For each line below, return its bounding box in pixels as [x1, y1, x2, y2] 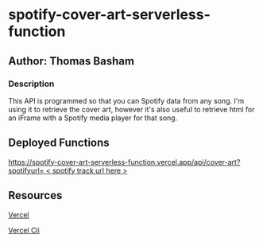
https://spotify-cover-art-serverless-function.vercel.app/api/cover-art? [8, 157, 241, 166]
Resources [8, 189, 63, 202]
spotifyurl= [8, 166, 44, 175]
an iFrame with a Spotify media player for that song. [8, 113, 178, 123]
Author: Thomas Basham [8, 54, 135, 68]
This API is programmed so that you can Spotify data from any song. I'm [8, 96, 245, 105]
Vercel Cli [8, 225, 40, 235]
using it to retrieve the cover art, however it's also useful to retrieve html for [8, 104, 256, 114]
